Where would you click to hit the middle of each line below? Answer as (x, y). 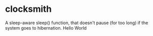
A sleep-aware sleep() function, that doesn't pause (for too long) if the (77, 23)
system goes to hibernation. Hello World (46, 28)
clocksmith (28, 9)
